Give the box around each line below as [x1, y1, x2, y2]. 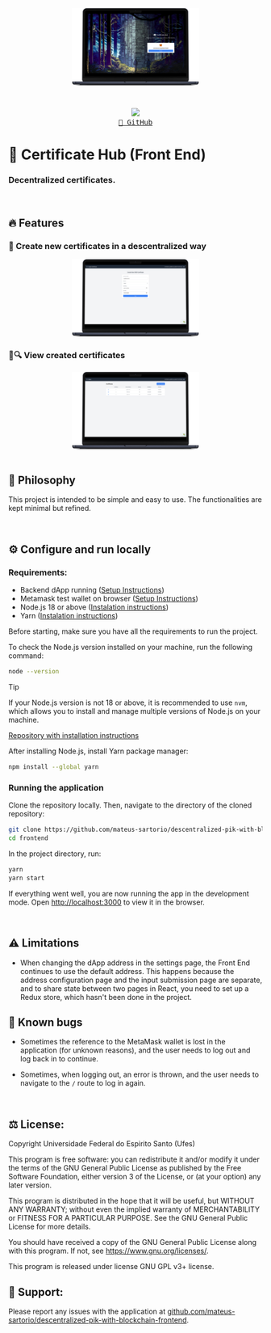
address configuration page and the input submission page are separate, [19, 975, 263, 985]
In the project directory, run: [8, 849, 102, 858]
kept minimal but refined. [8, 504, 91, 513]
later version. [8, 1180, 52, 1190]
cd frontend [8, 834, 48, 842]
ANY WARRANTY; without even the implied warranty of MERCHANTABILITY [8, 1204, 261, 1214]
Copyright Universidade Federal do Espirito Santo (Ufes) [8, 1139, 196, 1149]
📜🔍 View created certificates [8, 350, 126, 361]
